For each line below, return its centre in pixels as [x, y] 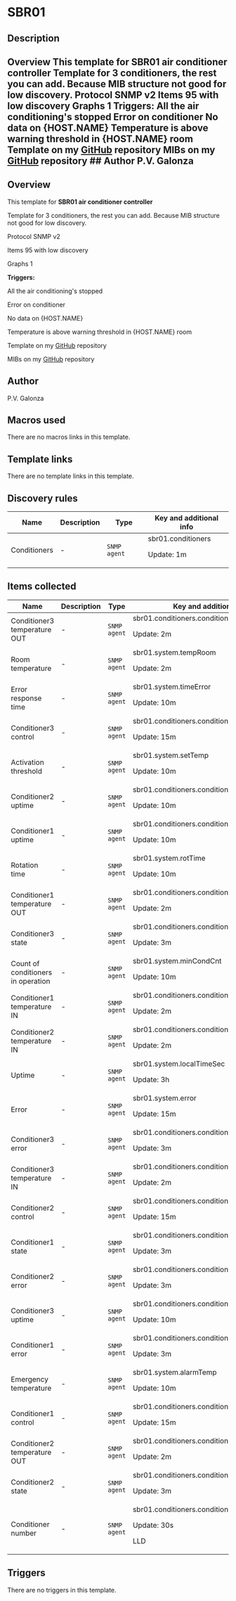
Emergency [30, 1379]
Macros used [37, 420]
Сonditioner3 [33, 1139]
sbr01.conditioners [179, 539]
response [26, 698]
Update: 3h [151, 1079]
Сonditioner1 [33, 1345]
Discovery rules [43, 498]
